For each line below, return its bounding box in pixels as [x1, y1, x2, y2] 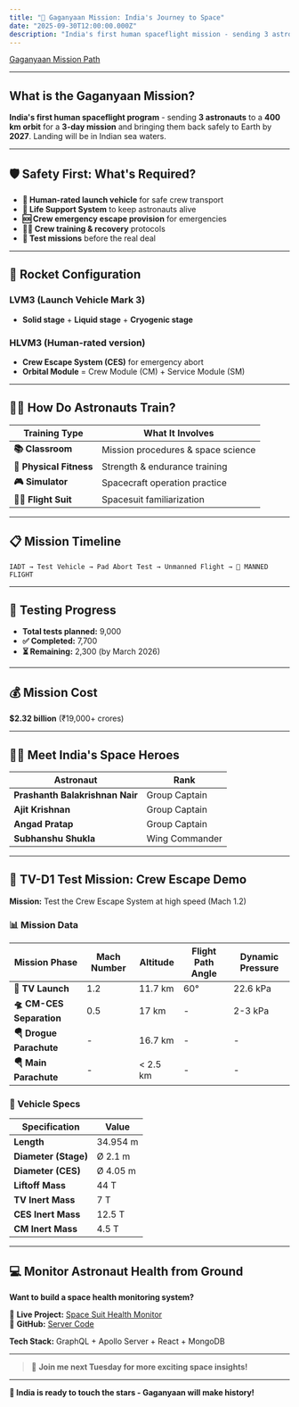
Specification [21, 1121, 80, 1133]
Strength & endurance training [101, 460, 228, 473]
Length [13, 1136, 44, 1148]
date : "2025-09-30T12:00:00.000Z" [9, 21, 138, 30]
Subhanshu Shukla [13, 832, 96, 845]
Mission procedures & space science [101, 443, 256, 456]
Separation [13, 1012, 62, 1024]
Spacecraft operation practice [101, 476, 227, 489]
